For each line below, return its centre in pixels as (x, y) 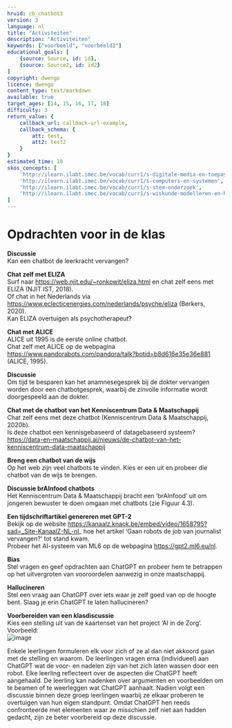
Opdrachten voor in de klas (86, 234)
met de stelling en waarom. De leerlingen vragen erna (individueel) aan (108, 658)
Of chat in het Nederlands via (49, 296)
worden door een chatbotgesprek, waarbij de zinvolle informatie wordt (107, 389)
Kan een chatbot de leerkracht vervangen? (68, 261)
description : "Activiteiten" (49, 39)
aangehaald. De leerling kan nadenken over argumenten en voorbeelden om (115, 680)
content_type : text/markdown (49, 91)
